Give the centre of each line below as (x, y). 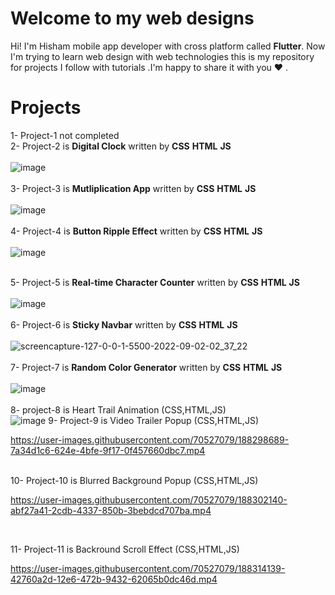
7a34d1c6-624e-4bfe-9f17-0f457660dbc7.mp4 (108, 450)
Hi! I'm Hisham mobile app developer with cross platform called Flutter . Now (168, 46)
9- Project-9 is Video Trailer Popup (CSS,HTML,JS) (153, 420)
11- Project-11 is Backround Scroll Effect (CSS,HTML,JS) (125, 549)
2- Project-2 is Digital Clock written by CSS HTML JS (121, 146)
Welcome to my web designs (132, 18)
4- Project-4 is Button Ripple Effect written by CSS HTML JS (136, 231)
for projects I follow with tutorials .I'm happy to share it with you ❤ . (149, 67)
